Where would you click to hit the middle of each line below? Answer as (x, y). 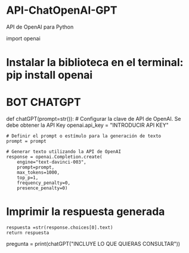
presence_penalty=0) (42, 188)
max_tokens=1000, (38, 173)
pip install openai (49, 75)
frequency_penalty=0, (44, 183)
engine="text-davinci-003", (52, 162)
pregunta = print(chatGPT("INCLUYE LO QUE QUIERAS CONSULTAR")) (93, 244)
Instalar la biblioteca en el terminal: (95, 63)
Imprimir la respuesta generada (86, 212)
